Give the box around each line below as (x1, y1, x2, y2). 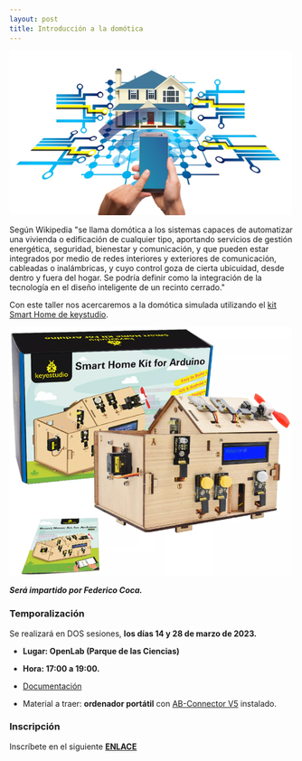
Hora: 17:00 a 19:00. (22, 662, 100, 673)
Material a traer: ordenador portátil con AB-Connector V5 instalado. (22, 698, 278, 709)
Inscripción (9, 720, 61, 733)
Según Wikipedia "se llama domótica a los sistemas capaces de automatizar (9, 224, 294, 235)
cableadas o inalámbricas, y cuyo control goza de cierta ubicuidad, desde (9, 263, 285, 273)
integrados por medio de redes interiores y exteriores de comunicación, (9, 253, 278, 264)
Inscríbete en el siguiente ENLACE (9, 741, 137, 752)
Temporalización (9, 607, 85, 620)
